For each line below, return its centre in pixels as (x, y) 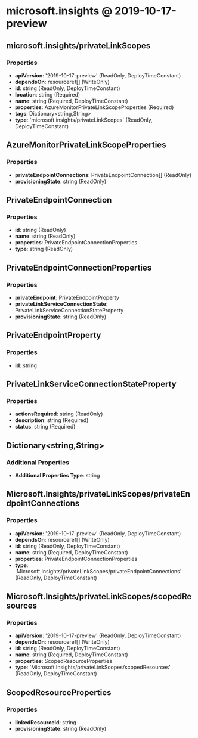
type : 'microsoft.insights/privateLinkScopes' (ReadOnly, (84, 120)
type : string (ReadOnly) (44, 249)
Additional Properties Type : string (57, 475)
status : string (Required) (45, 427)
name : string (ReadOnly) (45, 236)
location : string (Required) (47, 94)
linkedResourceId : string (45, 723)
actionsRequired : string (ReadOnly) (59, 414)
